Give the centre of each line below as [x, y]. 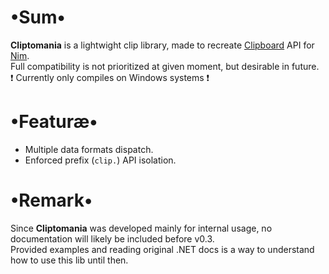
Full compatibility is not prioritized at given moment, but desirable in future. [165, 66]
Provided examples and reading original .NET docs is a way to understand [162, 249]
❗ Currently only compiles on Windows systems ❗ [110, 77]
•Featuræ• [54, 122]
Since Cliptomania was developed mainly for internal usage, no [141, 228]
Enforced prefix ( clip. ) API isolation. [100, 160]
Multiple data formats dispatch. [89, 149]
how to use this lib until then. [69, 260]
